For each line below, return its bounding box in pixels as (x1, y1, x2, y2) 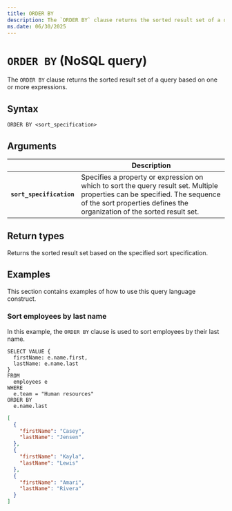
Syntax (7, 103, 39, 115)
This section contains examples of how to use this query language (7, 287, 196, 295)
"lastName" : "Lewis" (19, 459, 79, 467)
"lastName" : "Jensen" (19, 434, 81, 441)
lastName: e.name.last (13, 360, 79, 367)
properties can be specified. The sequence (81, 189, 221, 199)
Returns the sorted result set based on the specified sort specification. (7, 248, 209, 257)
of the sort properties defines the (81, 198, 188, 207)
